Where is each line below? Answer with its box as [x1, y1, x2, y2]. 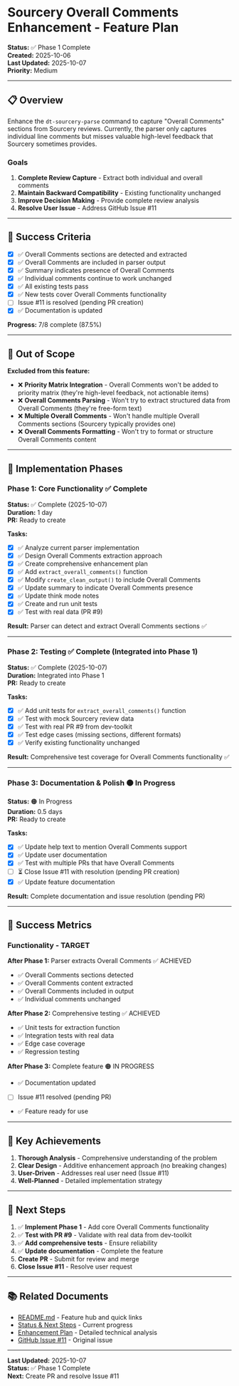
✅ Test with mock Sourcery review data [17, 714, 134, 723]
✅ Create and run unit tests [17, 600, 98, 608]
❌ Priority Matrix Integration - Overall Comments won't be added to [17, 380, 219, 389]
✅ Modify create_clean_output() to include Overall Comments [17, 575, 201, 584]
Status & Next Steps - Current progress [17, 1320, 133, 1329]
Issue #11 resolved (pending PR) [17, 1093, 112, 1101]
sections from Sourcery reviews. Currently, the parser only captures [7, 124, 207, 132]
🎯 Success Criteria [7, 231, 91, 243]
